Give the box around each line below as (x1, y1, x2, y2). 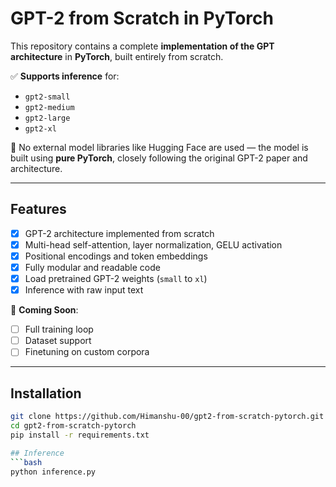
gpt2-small (24, 92, 71, 102)
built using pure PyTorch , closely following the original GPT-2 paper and (10, 152, 308, 164)
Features (10, 201, 67, 218)
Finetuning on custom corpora (24, 346, 150, 358)
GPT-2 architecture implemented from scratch (24, 227, 215, 239)
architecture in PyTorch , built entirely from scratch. (10, 50, 224, 62)
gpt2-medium (24, 102, 75, 112)
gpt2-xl (24, 123, 57, 134)
